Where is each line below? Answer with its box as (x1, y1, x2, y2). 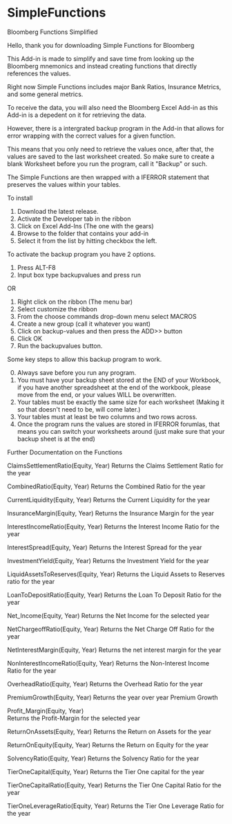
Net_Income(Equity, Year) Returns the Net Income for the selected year (7, 611, 210, 620)
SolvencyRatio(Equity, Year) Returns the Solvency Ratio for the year (7, 754, 200, 762)
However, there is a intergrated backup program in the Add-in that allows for (7, 124, 224, 132)
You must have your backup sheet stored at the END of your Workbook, (17, 376, 221, 384)
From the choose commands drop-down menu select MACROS (17, 312, 197, 320)
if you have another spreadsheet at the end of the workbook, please (17, 383, 211, 392)
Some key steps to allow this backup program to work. (7, 355, 162, 363)
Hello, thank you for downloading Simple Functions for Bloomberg (7, 41, 195, 49)
